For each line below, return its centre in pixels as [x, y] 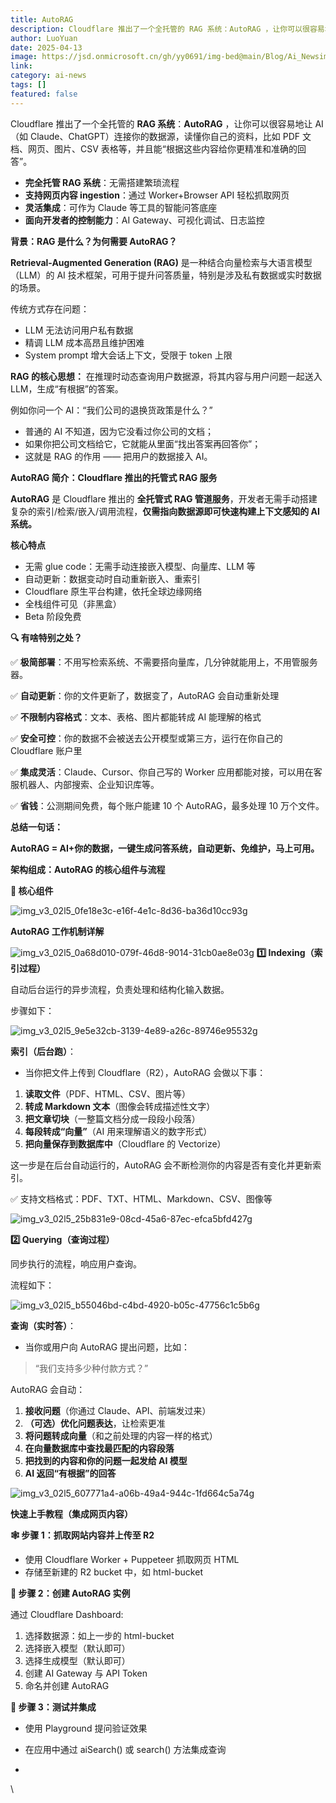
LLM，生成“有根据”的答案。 [67, 388]
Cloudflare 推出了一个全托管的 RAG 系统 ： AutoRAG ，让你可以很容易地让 [161, 123]
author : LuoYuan [44, 38]
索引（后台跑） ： [43, 1051]
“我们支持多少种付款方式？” [91, 1368]
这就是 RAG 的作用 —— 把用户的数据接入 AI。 [118, 456]
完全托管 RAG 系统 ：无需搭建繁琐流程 [102, 182]
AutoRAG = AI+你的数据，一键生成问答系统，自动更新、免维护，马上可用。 [165, 848]
